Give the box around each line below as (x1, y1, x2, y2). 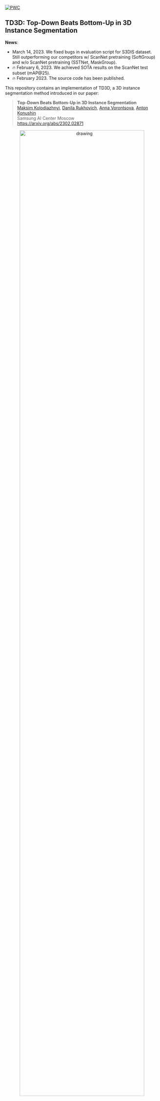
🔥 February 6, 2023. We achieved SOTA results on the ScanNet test (12, 64, 148, 70)
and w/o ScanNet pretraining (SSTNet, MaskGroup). (12, 59, 117, 65)
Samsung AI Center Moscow (17, 115, 75, 121)
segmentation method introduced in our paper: (5, 90, 99, 96)
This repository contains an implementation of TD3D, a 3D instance (5, 85, 140, 90)
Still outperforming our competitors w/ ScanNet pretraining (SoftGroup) (12, 54, 156, 60)
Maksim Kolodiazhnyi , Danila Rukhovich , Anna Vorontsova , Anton (17, 105, 148, 111)
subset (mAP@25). (12, 70, 50, 76)
